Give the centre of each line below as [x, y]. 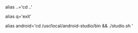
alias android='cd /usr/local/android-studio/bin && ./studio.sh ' [69, 26]
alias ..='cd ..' [19, 7]
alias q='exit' [18, 16]
